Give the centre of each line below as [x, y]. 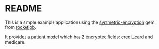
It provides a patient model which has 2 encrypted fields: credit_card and [79, 37]
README [24, 9]
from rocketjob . [21, 27]
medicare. [15, 42]
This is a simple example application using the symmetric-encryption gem [80, 22]
